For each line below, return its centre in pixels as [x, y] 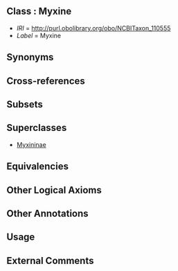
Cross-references [46, 81]
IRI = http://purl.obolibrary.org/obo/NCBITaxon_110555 [94, 28]
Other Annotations [47, 213]
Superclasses [37, 128]
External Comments [50, 260]
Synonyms [30, 57]
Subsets [25, 104]
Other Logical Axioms [54, 190]
